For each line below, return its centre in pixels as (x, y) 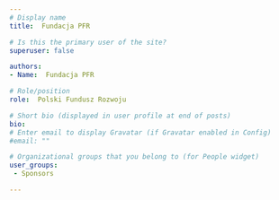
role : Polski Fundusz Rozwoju (68, 100)
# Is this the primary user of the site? (88, 42)
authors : (26, 67)
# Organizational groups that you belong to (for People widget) (134, 157)
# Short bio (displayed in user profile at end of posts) (120, 116)
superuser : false (42, 50)
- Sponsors (33, 174)
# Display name (38, 17)
